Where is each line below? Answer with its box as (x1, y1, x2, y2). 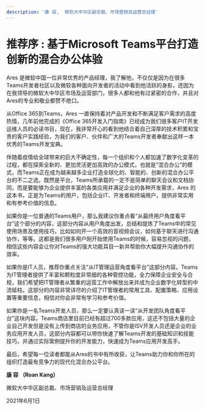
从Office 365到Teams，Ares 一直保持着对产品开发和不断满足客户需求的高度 (6, 109, 196, 117)
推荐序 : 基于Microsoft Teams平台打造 (6, 37, 199, 51)
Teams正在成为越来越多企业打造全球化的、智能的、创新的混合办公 (22, 169, 189, 176)
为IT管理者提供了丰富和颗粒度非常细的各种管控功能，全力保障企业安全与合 (6, 271, 193, 278)
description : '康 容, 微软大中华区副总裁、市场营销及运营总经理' (6, 9, 159, 15)
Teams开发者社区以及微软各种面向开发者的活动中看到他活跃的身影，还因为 (6, 81, 194, 89)
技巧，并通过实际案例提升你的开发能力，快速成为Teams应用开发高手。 (6, 337, 184, 345)
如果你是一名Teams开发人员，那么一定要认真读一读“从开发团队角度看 (6, 307, 181, 314)
